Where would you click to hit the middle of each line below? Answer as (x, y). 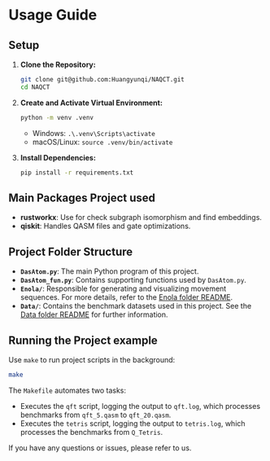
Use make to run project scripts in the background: (92, 359)
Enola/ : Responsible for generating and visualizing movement (123, 289)
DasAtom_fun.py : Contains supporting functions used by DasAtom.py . (133, 280)
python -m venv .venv (57, 117)
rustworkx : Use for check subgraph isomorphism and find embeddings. (141, 217)
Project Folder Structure (71, 251)
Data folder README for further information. (94, 314)
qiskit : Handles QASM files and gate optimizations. (105, 226)
